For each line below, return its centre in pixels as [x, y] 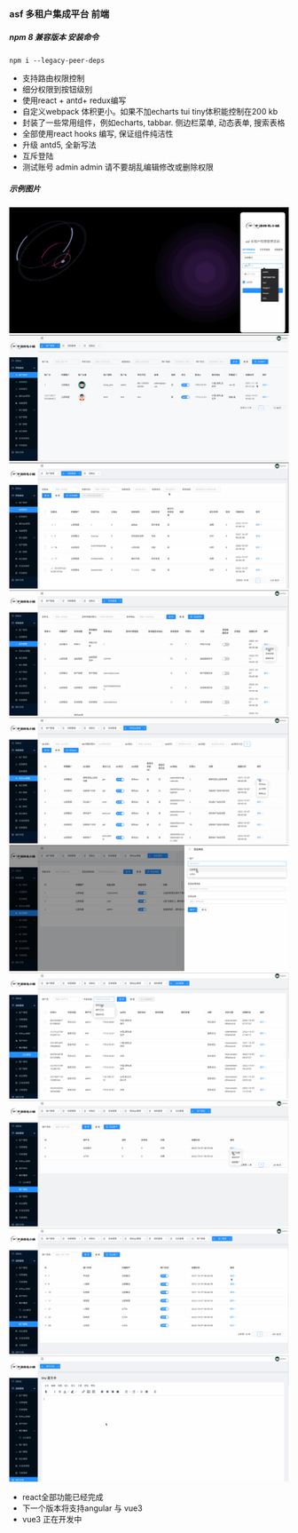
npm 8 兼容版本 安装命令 [54, 36]
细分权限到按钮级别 [57, 89]
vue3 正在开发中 [52, 1519]
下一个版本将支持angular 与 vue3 [82, 1508]
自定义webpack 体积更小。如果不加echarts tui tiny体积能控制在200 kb [149, 111]
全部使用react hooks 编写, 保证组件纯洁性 [98, 133]
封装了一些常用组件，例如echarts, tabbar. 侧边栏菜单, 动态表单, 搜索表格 [153, 123]
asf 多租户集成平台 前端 [59, 13]
